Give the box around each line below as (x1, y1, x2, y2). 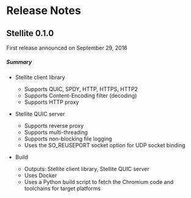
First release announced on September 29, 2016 (6, 44, 128, 51)
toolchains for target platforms (24, 185, 101, 192)
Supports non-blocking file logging (24, 135, 112, 142)
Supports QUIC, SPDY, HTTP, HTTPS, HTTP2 (24, 85, 139, 92)
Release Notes (6, 4, 81, 18)
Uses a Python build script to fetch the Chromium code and (24, 178, 174, 185)
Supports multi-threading (24, 128, 88, 136)
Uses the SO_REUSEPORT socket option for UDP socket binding (24, 141, 186, 148)
